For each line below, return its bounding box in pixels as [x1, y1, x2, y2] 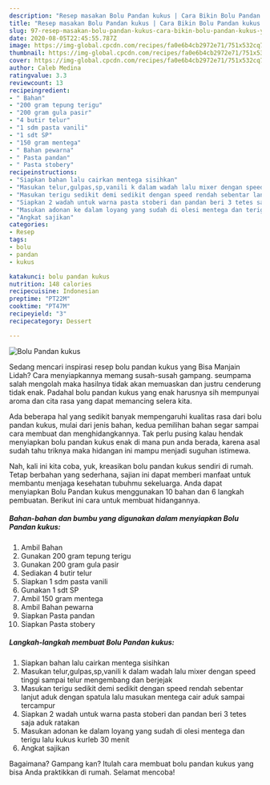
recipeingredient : [9, 86, 71, 95]
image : [9, 42, 31, 50]
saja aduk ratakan [20, 718, 80, 727]
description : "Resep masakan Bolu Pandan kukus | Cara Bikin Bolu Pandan [9, 11, 261, 20]
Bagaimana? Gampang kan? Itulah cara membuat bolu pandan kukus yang [9, 759, 255, 768]
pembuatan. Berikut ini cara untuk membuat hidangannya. [9, 495, 200, 505]
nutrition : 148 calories [9, 280, 92, 288]
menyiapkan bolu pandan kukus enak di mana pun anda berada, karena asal [9, 437, 260, 446]
